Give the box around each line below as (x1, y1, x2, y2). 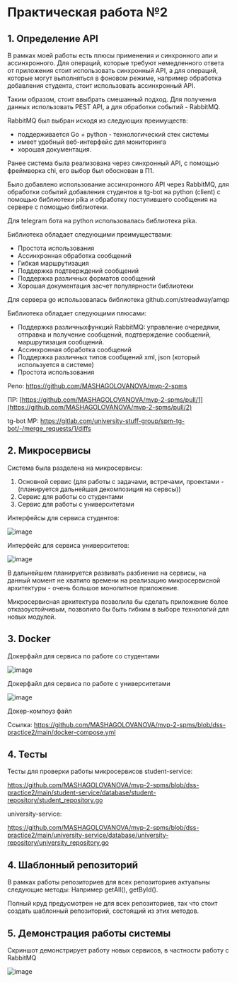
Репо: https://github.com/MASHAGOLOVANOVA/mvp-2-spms (7, 382, 187, 390)
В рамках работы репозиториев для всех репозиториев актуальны (7, 878, 210, 887)
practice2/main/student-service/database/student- (7, 788, 156, 797)
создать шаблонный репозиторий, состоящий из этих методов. (7, 906, 200, 915)
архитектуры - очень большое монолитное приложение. (7, 583, 179, 592)
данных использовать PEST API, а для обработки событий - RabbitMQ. (7, 103, 221, 111)
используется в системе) (17, 361, 94, 369)
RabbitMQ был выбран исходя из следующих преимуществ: (7, 116, 189, 125)
